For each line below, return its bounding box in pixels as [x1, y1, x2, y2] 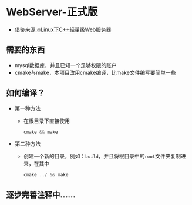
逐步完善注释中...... [6, 190, 76, 200]
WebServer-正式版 [6, 5, 98, 19]
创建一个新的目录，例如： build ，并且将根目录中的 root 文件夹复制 [23, 153, 181, 160]
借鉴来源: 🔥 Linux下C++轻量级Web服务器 [14, 26, 112, 33]
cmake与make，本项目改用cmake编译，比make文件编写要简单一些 [14, 69, 176, 76]
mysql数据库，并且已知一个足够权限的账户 [14, 61, 117, 68]
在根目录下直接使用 [23, 117, 70, 124]
